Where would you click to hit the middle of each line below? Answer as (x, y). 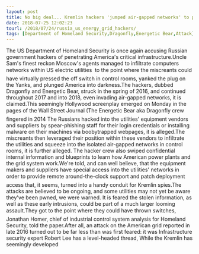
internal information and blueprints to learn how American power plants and (98, 157)
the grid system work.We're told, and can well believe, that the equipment (96, 164)
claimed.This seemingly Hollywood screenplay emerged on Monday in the (96, 104)
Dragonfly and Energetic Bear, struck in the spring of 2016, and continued (96, 91)
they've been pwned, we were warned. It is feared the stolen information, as (99, 197)
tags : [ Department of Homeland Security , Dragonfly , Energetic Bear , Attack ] (100, 34)
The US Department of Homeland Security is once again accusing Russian (97, 51)
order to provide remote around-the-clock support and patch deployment (96, 177)
